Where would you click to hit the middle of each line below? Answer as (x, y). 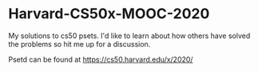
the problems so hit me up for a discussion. (79, 44)
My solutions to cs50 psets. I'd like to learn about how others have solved (129, 36)
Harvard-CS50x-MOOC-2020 (109, 14)
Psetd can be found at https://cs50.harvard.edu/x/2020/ (101, 59)
